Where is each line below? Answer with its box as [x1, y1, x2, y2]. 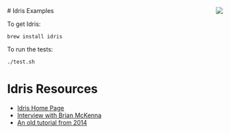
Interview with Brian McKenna [16, 111, 102, 119]
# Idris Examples [7, 7, 54, 14]
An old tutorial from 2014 [16, 118, 88, 126]
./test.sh [7, 58, 36, 65]
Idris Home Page [16, 104, 64, 112]
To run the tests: [7, 45, 53, 53]
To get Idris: [7, 20, 41, 28]
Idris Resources [7, 82, 98, 97]
